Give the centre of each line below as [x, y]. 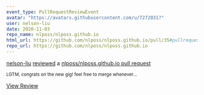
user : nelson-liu [28, 23]
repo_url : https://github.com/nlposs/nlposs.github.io [77, 46]
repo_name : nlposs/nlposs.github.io [53, 35]
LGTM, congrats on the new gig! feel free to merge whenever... [72, 74]
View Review [22, 85]
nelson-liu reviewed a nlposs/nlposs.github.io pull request [79, 63]
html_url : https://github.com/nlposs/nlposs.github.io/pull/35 [88, 40]
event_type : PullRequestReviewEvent [53, 12]
